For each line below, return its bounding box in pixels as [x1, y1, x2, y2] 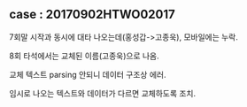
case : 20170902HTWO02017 [9, 7, 175, 22]
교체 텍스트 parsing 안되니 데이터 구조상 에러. [9, 69, 166, 80]
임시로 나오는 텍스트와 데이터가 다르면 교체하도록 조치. [9, 88, 197, 98]
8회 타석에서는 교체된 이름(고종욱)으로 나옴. [9, 50, 159, 61]
